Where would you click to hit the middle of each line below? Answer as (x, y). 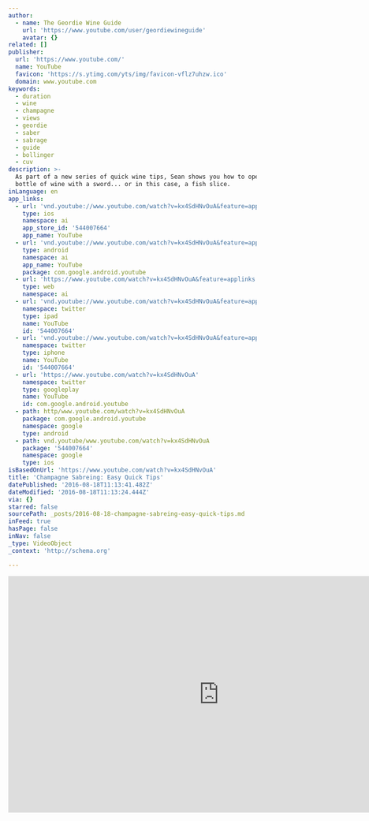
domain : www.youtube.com (56, 81)
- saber (28, 132)
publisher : (26, 52)
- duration (33, 96)
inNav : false (30, 536)
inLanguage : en (33, 191)
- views (28, 118)
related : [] (28, 45)
